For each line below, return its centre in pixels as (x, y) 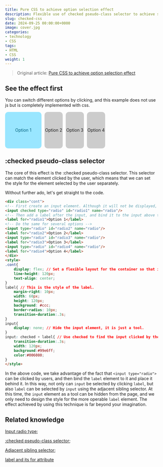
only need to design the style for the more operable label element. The (76, 399)
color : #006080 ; (29, 355)
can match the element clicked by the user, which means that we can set (78, 178)
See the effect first (34, 88)
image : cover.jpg (23, 28)
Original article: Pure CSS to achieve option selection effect (76, 73)
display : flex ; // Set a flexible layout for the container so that (84, 269)
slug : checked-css (24, 18)
